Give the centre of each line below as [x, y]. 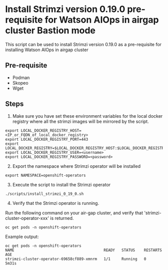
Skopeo [20, 83]
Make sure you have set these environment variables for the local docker [87, 116]
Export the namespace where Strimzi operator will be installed [76, 166]
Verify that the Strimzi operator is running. [55, 203]
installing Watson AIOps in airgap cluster [47, 50]
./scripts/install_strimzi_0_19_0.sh [44, 194]
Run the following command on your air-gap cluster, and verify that [74, 213]
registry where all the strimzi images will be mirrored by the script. [80, 121]
